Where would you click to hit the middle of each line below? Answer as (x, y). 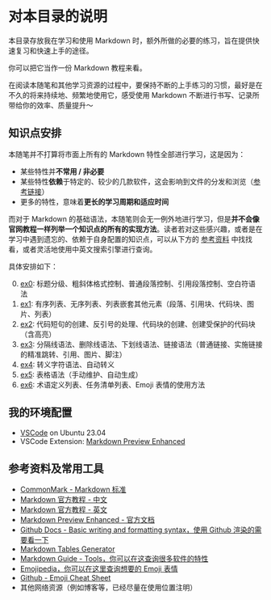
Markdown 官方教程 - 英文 (63, 509)
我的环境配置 (40, 413)
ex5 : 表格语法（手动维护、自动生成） (81, 374)
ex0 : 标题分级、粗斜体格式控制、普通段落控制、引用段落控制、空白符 (134, 283)
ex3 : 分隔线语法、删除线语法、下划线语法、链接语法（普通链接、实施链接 (141, 344)
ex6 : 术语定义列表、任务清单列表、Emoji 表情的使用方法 (113, 384)
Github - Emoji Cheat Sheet (65, 578)
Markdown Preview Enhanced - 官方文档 (88, 520)
